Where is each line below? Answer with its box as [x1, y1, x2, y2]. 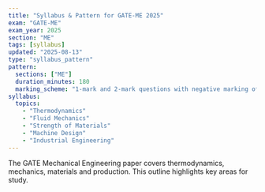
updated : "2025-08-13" [8, 48, 83, 56]
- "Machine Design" [22, 129, 87, 137]
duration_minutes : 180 [15, 77, 90, 85]
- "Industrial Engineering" [22, 136, 114, 145]
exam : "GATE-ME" [8, 19, 62, 27]
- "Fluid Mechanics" [22, 115, 90, 122]
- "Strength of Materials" [22, 122, 111, 130]
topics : [15, 100, 41, 107]
